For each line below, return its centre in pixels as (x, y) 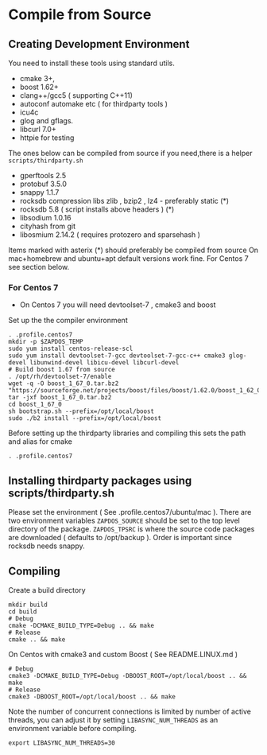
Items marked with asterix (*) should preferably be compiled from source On (133, 250)
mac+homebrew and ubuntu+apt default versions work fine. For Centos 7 (128, 259)
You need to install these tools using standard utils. (91, 63)
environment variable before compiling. (73, 728)
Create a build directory (47, 590)
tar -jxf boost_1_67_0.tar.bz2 (60, 398)
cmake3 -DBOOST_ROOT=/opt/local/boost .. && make (92, 697)
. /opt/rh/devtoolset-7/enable (60, 377)
